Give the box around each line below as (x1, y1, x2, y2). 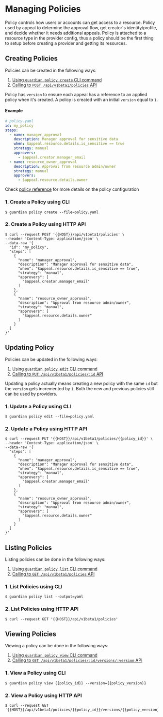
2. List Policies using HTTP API (5, 606, 79, 613)
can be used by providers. (5, 391, 57, 397)
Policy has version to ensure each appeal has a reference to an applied (5, 91, 147, 97)
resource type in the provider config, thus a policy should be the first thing (5, 35, 154, 41)
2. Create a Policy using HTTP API (5, 221, 86, 228)
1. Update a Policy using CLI (5, 403, 71, 410)
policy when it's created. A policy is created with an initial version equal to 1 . (5, 97, 158, 102)
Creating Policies (5, 55, 58, 63)
